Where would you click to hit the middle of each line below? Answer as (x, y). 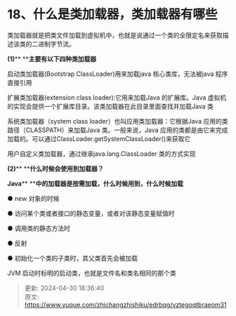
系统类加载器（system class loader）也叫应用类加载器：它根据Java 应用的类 (118, 121)
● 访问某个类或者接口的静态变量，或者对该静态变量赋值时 (91, 213)
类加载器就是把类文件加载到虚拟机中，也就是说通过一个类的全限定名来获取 (115, 35)
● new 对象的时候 (33, 198)
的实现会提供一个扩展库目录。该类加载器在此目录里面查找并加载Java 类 (111, 106)
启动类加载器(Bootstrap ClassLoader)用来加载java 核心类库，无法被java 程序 (118, 74)
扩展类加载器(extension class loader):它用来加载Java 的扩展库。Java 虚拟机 (117, 97)
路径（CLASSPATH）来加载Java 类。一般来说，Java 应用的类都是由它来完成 (118, 130)
